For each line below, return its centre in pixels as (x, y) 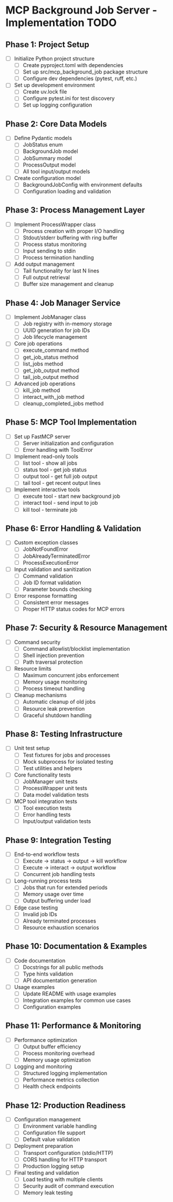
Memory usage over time (53, 894)
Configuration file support (54, 1133)
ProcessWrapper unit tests (55, 788)
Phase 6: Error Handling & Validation (74, 528)
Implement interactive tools (47, 490)
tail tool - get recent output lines (62, 483)
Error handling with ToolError (58, 449)
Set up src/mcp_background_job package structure (85, 72)
